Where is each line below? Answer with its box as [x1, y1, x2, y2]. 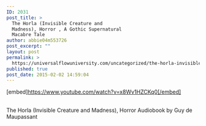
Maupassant [6, 113, 38, 120]
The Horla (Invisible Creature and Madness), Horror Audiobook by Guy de [6, 106, 193, 114]
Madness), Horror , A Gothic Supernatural [12, 26, 122, 32]
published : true [6, 65, 48, 72]
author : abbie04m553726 [6, 37, 67, 43]
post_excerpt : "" [6, 43, 51, 50]
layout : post [6, 49, 40, 55]
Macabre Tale [12, 32, 45, 38]
